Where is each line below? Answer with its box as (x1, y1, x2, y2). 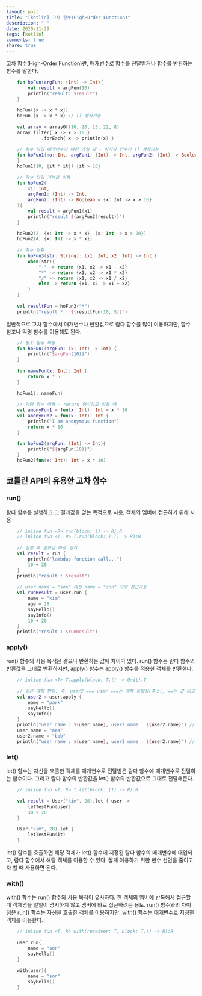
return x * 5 (28, 373, 61, 379)
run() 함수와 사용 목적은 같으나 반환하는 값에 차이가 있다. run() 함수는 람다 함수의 (6, 658, 195, 665)
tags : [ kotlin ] (6, 31, 44, 37)
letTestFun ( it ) (28, 832, 66, 838)
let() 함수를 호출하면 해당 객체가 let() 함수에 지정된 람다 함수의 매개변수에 (6, 849, 177, 856)
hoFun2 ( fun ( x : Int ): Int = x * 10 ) (17, 458, 106, 464)
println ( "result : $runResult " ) (17, 629, 98, 635)
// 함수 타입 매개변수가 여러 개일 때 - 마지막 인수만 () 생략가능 (17, 146, 159, 152)
